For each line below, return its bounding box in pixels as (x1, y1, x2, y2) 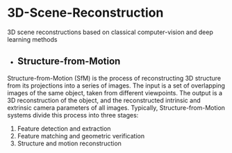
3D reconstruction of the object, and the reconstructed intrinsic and (7, 96, 201, 104)
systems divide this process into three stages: (7, 111, 139, 119)
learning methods (7, 35, 58, 43)
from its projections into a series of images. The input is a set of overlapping (7, 81, 226, 90)
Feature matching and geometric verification (17, 131, 144, 140)
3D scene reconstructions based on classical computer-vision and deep (7, 28, 213, 36)
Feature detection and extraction (17, 124, 111, 133)
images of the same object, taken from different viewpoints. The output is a (7, 88, 223, 97)
